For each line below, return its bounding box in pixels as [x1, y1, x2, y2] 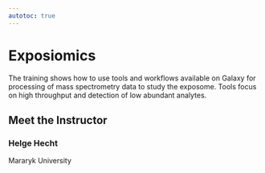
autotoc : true [8, 11, 56, 20]
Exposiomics [8, 46, 96, 64]
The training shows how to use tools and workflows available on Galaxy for [8, 73, 256, 83]
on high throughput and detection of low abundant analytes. [8, 90, 207, 100]
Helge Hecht [8, 138, 59, 149]
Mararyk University [8, 156, 72, 166]
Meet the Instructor [8, 113, 108, 127]
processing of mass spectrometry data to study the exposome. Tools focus [8, 81, 257, 91]
